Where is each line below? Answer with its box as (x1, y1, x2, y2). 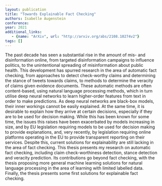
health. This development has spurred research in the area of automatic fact (5, 67, 157, 73)
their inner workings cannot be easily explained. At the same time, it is (5, 103, 145, 109)
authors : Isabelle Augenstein (5, 16, 66, 21)
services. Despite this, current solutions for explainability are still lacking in (5, 139, 154, 145)
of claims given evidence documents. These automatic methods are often (5, 83, 152, 89)
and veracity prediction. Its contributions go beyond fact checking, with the (5, 155, 155, 160)
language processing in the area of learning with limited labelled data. (5, 165, 144, 171)
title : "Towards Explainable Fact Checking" (5, 12, 96, 16)
